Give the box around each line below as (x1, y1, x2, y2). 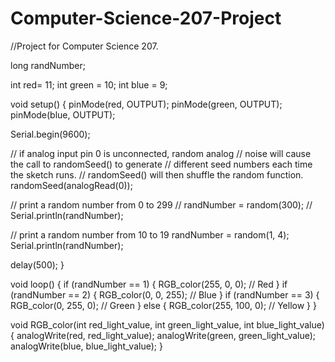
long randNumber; (10, 59, 86, 71)
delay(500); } (10, 258, 65, 271)
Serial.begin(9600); (10, 128, 91, 140)
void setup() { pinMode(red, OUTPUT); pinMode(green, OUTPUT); (10, 98, 283, 110)
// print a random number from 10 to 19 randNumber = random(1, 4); (10, 228, 290, 241)
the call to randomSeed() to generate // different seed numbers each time (10, 158, 313, 170)
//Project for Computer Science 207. (10, 40, 159, 52)
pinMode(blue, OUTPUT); (10, 108, 116, 121)
